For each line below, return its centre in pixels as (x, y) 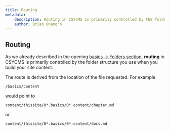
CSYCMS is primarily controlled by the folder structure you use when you (81, 62)
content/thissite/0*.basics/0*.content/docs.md (56, 124)
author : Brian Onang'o (38, 24)
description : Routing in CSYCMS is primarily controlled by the (83, 19)
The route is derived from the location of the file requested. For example (80, 77)
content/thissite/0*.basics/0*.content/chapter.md (60, 105)
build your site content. (29, 68)
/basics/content (22, 86)
